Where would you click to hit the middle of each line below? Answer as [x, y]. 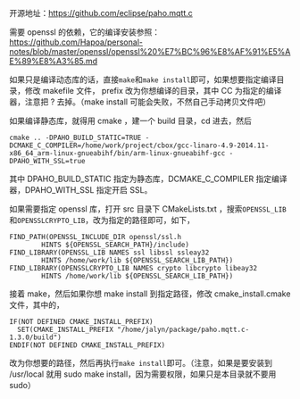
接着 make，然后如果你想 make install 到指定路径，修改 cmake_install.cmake [150, 294]
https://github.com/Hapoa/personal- [76, 42]
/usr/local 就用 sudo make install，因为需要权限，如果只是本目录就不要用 [143, 374]
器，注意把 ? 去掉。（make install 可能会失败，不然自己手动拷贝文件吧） [140, 102]
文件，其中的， [37, 305]
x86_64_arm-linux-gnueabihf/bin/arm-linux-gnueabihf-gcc [117, 154]
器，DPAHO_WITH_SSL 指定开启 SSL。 [81, 190]
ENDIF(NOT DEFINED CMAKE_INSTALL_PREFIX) [87, 345]
